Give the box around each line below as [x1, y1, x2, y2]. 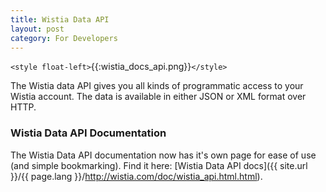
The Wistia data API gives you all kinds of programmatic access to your [10, 80, 304, 92]
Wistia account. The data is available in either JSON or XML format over [10, 91, 307, 103]
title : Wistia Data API [10, 14, 110, 25]
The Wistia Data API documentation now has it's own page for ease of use [10, 149, 317, 161]
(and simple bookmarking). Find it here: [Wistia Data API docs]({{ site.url [10, 159, 308, 171]
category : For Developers [10, 33, 118, 43]
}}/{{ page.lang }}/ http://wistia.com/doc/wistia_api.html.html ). [10, 170, 263, 182]
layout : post [10, 24, 65, 34]
